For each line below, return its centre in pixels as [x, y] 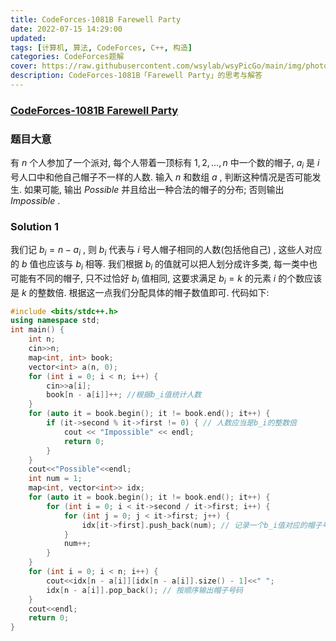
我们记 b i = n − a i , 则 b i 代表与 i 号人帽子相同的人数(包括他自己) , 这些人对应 [166, 251]
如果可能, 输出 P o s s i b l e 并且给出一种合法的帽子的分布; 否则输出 [154, 189]
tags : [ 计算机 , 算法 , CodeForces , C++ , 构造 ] [101, 47]
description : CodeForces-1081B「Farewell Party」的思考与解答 [136, 76]
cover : [24, 66]
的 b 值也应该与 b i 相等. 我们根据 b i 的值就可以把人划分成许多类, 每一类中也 [164, 264]
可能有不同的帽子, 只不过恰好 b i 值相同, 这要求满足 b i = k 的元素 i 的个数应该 [166, 279]
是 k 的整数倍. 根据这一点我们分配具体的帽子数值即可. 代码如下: [140, 292]
